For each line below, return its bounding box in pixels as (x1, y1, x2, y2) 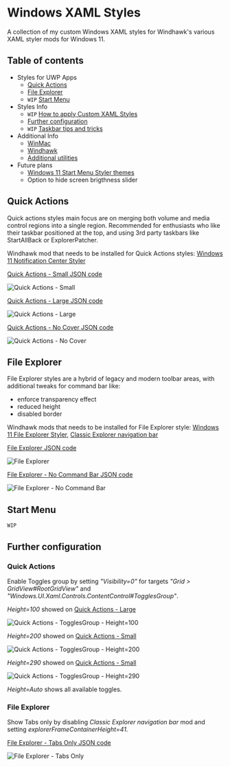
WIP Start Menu (27, 95, 70, 103)
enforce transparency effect (16, 395, 97, 403)
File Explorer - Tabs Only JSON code (7, 739, 111, 747)
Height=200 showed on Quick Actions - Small (7, 631, 137, 640)
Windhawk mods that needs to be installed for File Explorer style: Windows (7, 423, 220, 432)
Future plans (16, 160, 53, 169)
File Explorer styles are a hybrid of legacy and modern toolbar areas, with (7, 375, 215, 383)
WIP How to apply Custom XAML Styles (27, 109, 138, 118)
